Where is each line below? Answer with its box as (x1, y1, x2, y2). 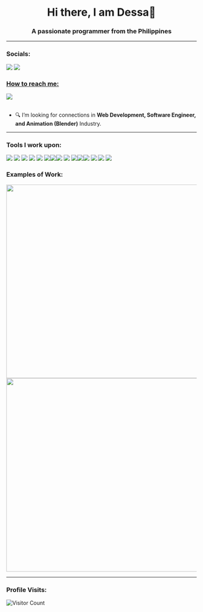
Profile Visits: (6, 585, 47, 594)
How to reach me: (6, 79, 59, 88)
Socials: (6, 50, 31, 58)
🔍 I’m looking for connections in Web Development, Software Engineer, (14, 111, 196, 119)
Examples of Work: (6, 171, 63, 179)
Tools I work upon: (6, 141, 62, 149)
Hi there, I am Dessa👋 (47, 5, 156, 19)
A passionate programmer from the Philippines (31, 27, 172, 36)
